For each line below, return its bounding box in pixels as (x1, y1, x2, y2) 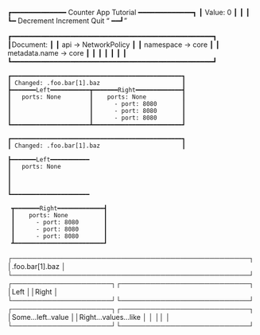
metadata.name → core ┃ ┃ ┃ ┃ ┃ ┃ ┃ (7, 49, 127, 57)
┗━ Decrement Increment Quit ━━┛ (7, 16, 125, 25)
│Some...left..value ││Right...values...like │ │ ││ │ (7, 313, 171, 321)
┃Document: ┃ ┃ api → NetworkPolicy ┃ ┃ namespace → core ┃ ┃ (7, 40, 220, 49)
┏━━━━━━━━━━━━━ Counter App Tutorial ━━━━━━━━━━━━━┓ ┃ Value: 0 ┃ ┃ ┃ (7, 8, 250, 17)
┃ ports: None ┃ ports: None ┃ (7, 93, 186, 101)
